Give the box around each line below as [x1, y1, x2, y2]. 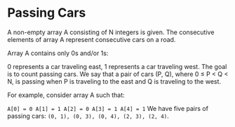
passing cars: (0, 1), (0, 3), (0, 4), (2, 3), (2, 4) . [7, 112, 170, 120]
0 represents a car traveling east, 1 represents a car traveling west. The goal [7, 62, 227, 70]
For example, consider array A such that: [7, 91, 125, 99]
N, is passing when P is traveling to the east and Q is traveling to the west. [7, 77, 222, 85]
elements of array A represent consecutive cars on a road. [7, 35, 176, 43]
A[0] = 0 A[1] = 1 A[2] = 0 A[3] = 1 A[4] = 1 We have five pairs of [7, 104, 209, 112]
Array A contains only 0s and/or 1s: [7, 49, 109, 57]
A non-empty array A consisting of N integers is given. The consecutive [7, 28, 215, 36]
